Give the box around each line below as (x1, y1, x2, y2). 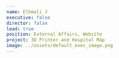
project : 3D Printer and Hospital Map (6, 37, 105, 43)
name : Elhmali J (6, 8, 48, 15)
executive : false (6, 14, 51, 21)
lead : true (6, 25, 34, 32)
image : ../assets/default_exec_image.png (6, 43, 114, 49)
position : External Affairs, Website (6, 31, 103, 37)
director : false (6, 20, 48, 26)
